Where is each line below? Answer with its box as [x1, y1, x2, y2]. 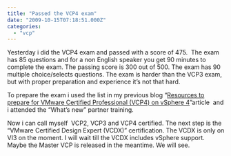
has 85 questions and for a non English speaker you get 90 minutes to [7, 56, 206, 64]
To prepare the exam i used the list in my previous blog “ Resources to [7, 91, 205, 99]
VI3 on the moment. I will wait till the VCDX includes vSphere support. [7, 134, 205, 142]
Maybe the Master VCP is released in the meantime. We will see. [7, 141, 190, 149]
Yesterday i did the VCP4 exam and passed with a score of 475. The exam [7, 48, 219, 57]
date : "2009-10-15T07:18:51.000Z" [7, 17, 107, 23]
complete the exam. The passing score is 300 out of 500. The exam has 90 [7, 63, 221, 71]
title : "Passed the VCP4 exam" [7, 10, 97, 17]
